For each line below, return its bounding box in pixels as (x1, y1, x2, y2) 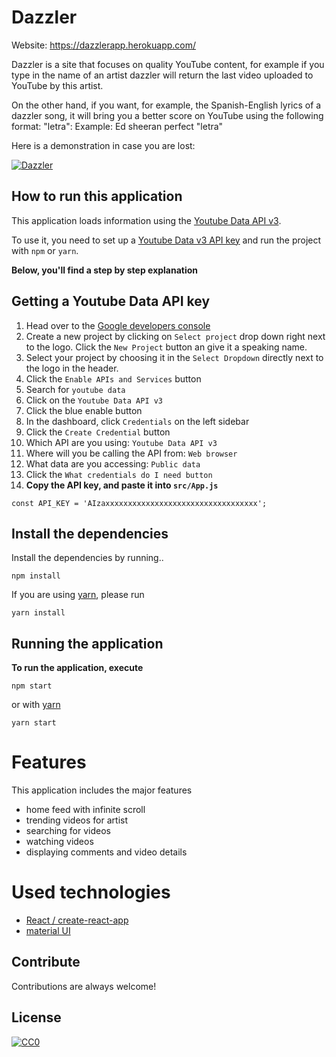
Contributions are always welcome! (11, 980, 157, 992)
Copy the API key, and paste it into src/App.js (25, 479, 219, 491)
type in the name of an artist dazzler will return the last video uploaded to (11, 69, 314, 81)
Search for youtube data (25, 383, 126, 395)
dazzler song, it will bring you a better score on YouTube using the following (11, 109, 324, 121)
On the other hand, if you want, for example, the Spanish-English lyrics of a (11, 99, 322, 111)
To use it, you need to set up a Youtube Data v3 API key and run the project (11, 234, 322, 246)
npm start (11, 681, 53, 691)
